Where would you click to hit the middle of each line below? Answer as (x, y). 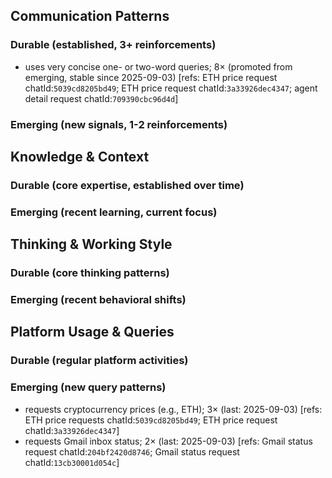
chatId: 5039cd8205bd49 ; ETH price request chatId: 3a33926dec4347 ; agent (171, 88)
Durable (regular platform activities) (99, 361)
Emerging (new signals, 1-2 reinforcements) (119, 124)
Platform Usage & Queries (92, 332)
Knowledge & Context (80, 157)
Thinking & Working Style (91, 244)
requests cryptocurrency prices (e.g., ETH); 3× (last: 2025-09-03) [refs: (173, 409)
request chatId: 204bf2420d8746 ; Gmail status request (132, 451)
